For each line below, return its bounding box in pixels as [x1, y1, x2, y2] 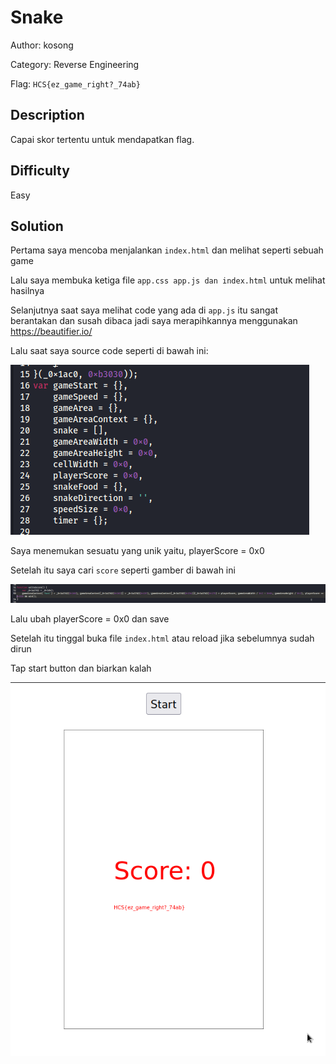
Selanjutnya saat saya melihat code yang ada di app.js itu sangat [10, 304, 279, 316]
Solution [10, 217, 64, 235]
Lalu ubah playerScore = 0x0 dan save [10, 612, 170, 625]
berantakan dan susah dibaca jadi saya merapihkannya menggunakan [10, 315, 298, 327]
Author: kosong [10, 39, 74, 51]
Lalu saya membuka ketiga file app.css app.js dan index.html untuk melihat [10, 274, 326, 286]
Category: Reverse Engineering [10, 58, 140, 70]
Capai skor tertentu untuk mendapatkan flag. [10, 133, 195, 145]
